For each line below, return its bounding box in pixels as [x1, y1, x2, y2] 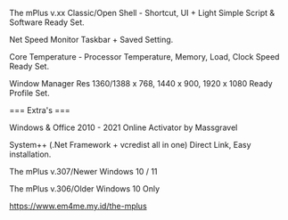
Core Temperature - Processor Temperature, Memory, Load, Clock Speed [9, 52, 280, 61]
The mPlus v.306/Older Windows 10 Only [9, 183, 160, 194]
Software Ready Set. [9, 17, 85, 28]
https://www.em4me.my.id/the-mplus [9, 200, 147, 211]
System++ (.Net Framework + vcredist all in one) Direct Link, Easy [9, 140, 251, 150]
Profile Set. [9, 88, 51, 98]
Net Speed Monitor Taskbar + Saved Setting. [9, 35, 174, 45]
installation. [9, 149, 52, 159]
